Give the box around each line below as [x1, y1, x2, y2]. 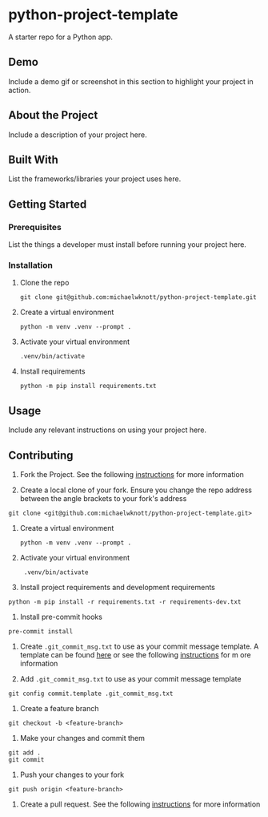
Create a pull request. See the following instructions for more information [19, 799, 261, 809]
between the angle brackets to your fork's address [19, 493, 187, 503]
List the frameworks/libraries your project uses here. [8, 174, 182, 184]
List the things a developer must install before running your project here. [8, 240, 246, 249]
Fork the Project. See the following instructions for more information [19, 469, 244, 479]
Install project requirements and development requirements [19, 582, 216, 592]
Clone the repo [19, 278, 70, 288]
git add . [8, 748, 42, 757]
